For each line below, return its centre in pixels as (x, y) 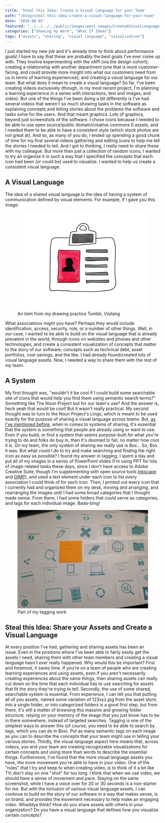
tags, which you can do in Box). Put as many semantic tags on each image (81, 731)
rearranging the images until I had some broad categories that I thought (78, 493)
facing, (12, 72)
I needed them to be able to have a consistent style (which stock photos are (82, 130)
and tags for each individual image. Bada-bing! (52, 503)
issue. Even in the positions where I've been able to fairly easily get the (77, 652)
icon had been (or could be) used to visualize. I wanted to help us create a (80, 161)
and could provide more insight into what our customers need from (88, 72)
